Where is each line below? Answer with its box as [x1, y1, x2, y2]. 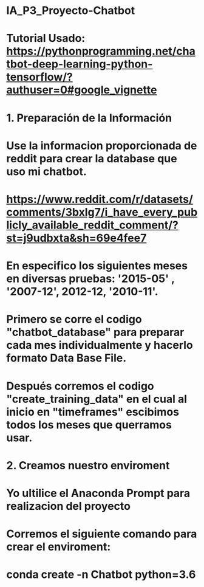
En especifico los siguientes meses [6, 259, 188, 273]
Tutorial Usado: [6, 32, 86, 46]
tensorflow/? [6, 70, 73, 84]
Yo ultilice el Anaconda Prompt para [6, 486, 191, 500]
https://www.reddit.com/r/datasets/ [6, 192, 193, 206]
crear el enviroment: [6, 540, 111, 554]
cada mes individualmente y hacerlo [6, 338, 193, 352]
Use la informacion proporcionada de [6, 139, 197, 153]
